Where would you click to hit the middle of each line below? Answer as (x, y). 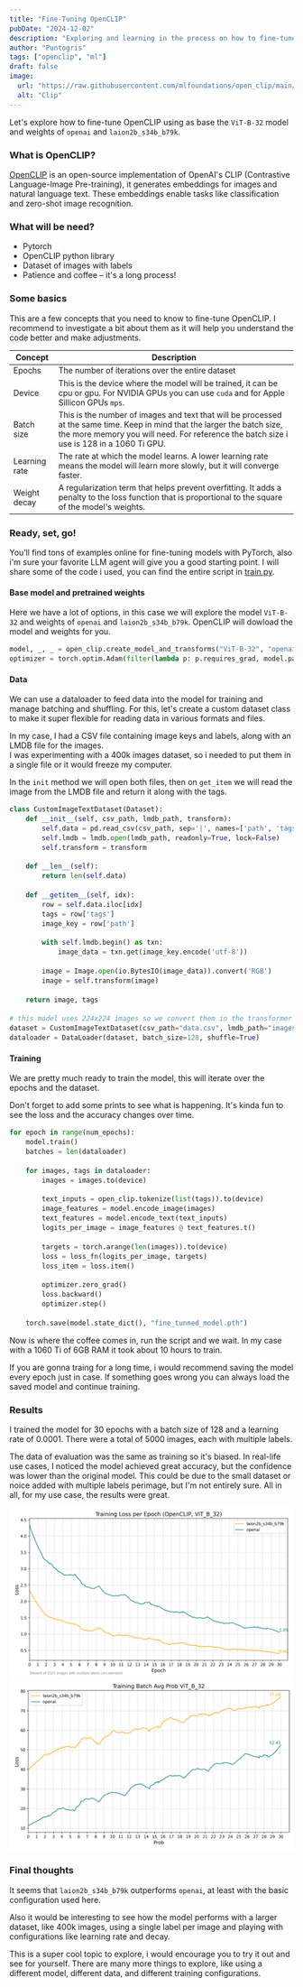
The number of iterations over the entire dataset (147, 371)
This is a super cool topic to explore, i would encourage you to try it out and (150, 1954)
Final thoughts (42, 1871)
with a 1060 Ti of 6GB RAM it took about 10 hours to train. (116, 1350)
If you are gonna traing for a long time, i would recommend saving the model (151, 1367)
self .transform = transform (94, 847)
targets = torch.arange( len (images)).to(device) (135, 1247)
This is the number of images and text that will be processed (170, 414)
